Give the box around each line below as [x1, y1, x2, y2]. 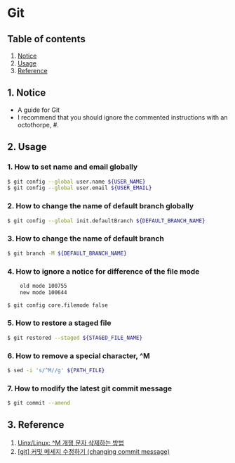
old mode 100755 [20, 282, 68, 289]
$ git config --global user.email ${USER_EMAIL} [7, 184, 152, 191]
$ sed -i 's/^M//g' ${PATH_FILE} [7, 367, 105, 374]
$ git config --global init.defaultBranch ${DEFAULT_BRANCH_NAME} [7, 217, 206, 224]
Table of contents [7, 33, 86, 45]
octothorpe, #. [17, 120, 60, 129]
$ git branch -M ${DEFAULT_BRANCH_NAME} [7, 250, 128, 257]
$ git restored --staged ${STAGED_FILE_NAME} [7, 334, 142, 341]
